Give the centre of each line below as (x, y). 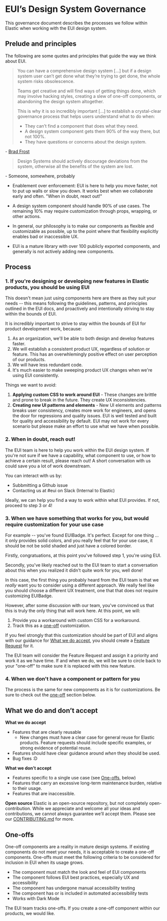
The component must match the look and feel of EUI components (79, 872)
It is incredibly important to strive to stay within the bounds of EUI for (76, 323)
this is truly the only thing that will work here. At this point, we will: (73, 611)
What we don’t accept (28, 768)
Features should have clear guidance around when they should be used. (86, 753)
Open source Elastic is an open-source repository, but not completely (77, 803)
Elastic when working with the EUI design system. (56, 28)
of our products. (29, 360)
